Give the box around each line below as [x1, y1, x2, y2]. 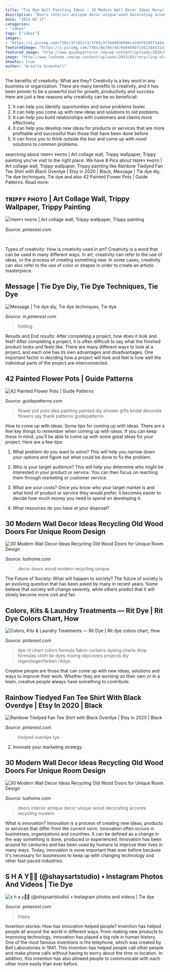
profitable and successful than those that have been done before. [12, 130, 150, 137]
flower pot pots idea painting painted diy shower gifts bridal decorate [17, 408, 162, 414]
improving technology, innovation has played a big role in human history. [5, 934, 156, 940]
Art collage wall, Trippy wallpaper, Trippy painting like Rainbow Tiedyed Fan [5, 163, 163, 169]
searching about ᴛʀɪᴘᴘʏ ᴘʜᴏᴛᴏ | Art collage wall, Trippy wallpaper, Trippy [5, 151, 156, 157]
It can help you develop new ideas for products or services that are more [12, 125, 165, 131]
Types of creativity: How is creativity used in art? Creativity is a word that [5, 246, 158, 252]
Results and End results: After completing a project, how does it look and [5, 333, 157, 339]
